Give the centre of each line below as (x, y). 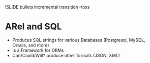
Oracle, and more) (30, 45)
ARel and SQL (33, 27)
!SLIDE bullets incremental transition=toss (47, 7)
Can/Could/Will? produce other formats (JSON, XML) (66, 55)
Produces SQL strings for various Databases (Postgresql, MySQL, (79, 40)
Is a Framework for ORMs (38, 50)
